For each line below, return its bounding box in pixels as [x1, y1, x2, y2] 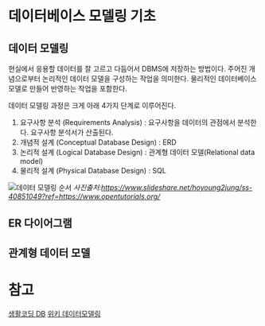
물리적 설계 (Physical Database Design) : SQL [19, 166, 167, 175]
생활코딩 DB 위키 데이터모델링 [8, 309, 101, 318]
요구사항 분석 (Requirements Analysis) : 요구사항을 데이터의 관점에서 [19, 118, 236, 127]
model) [19, 157, 44, 165]
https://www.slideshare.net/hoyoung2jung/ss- [100, 183, 253, 192]
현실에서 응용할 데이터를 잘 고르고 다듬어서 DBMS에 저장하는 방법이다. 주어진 [8, 64, 247, 73]
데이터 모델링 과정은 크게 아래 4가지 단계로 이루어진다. [8, 101, 177, 110]
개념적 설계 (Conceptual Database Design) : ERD [19, 138, 177, 147]
